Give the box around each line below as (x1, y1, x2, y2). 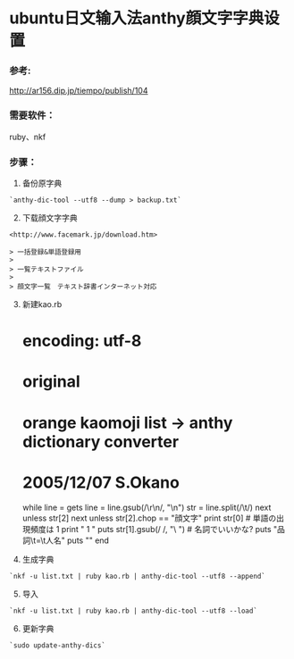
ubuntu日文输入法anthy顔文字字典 (9, 8, 265, 29)
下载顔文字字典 (21, 213, 78, 223)
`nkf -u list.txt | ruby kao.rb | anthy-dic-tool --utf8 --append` (9, 571, 266, 580)
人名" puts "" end (46, 535, 110, 546)
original (21, 371, 80, 392)
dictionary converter (21, 431, 180, 452)
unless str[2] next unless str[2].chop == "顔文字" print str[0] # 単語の (21, 513, 277, 523)
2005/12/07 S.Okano (21, 472, 181, 492)
